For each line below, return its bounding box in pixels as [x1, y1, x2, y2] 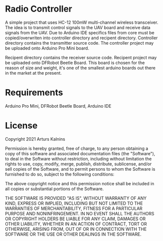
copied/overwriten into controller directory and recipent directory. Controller [5, 35, 158, 41]
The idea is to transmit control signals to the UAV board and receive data [5, 24, 151, 30]
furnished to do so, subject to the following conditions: [5, 171, 114, 177]
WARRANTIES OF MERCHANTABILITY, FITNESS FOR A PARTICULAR [5, 205, 143, 211]
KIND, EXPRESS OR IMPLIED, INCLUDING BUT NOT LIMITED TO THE [5, 200, 143, 206]
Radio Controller [5, 3, 72, 15]
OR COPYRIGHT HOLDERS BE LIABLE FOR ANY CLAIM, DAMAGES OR [5, 216, 146, 222]
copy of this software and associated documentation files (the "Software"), [5, 150, 156, 156]
